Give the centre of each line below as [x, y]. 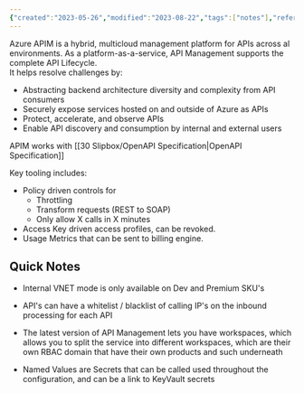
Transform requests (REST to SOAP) [103, 210]
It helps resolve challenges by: [66, 72]
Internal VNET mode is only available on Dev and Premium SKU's [143, 288]
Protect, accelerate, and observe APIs [93, 118]
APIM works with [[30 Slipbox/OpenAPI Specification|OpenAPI [126, 145]
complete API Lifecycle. [53, 62]
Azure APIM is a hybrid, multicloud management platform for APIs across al [150, 43]
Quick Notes [45, 267]
